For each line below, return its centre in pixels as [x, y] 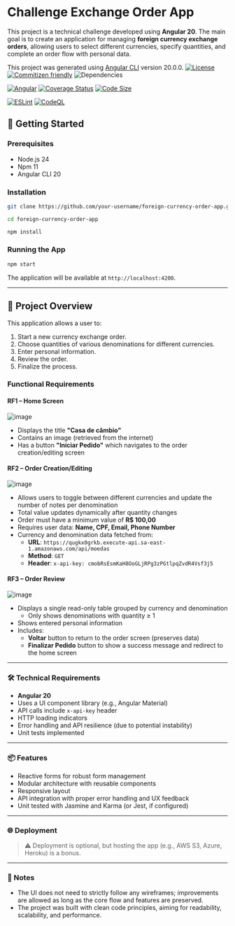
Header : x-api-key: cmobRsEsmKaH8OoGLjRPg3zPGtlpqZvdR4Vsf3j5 [120, 563]
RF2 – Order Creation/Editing [50, 469]
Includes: [30, 631]
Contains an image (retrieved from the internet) [85, 437]
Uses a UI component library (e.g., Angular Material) [92, 703]
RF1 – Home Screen [36, 401]
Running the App [36, 250]
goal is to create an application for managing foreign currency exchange [113, 38]
